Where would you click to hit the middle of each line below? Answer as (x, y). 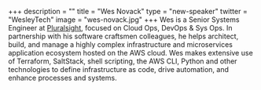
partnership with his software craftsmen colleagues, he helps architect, (123, 36)
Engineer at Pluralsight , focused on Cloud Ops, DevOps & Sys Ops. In (120, 28)
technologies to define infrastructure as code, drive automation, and (119, 69)
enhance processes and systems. (62, 78)
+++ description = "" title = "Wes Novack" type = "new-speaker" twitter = (128, 11)
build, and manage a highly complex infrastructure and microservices (121, 45)
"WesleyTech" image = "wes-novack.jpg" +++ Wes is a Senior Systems (124, 20)
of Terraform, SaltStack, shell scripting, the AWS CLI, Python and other (123, 61)
